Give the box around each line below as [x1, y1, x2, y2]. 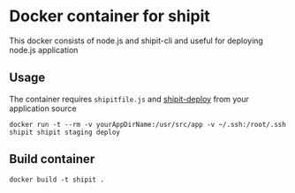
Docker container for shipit [9, 6, 210, 26]
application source [9, 103, 77, 114]
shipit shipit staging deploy [9, 128, 121, 137]
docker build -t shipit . [9, 174, 104, 184]
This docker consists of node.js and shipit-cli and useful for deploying [9, 35, 263, 46]
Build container [9, 152, 95, 167]
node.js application [9, 44, 79, 55]
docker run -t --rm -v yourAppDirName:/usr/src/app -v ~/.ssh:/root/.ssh [9, 120, 287, 129]
